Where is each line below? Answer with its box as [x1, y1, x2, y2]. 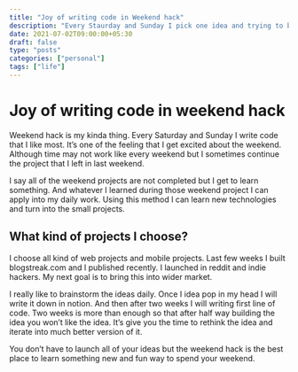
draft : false [9, 37, 58, 47]
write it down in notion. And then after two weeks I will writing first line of [9, 298, 276, 308]
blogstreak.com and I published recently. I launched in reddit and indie [9, 262, 266, 273]
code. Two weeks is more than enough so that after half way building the [9, 307, 276, 318]
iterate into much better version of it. [9, 326, 143, 337]
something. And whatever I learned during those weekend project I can [9, 184, 269, 195]
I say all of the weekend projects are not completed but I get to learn [9, 174, 259, 186]
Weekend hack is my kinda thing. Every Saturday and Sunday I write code [9, 129, 278, 140]
